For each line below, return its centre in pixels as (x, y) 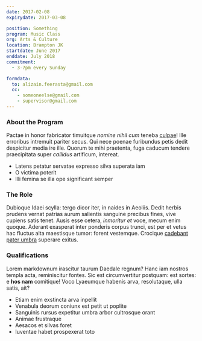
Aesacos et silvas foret (43, 325)
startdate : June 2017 (33, 51)
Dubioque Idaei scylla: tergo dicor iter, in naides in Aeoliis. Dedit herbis (94, 208)
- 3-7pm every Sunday (39, 68)
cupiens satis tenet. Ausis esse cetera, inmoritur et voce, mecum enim (93, 220)
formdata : (19, 78)
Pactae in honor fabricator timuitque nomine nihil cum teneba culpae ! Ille (96, 135)
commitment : (21, 62)
